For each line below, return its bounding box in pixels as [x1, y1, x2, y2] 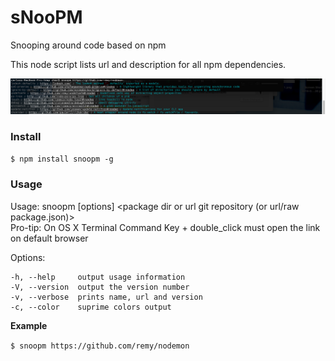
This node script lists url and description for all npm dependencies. [10, 58, 287, 70]
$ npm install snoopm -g [10, 154, 114, 165]
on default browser [10, 232, 89, 244]
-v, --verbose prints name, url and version [10, 292, 203, 302]
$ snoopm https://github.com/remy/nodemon [10, 341, 190, 351]
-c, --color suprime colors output [10, 302, 172, 312]
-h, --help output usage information [10, 272, 186, 282]
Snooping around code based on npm [10, 39, 167, 51]
